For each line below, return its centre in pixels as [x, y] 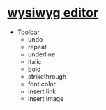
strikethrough [47, 76]
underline [41, 54]
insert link [42, 91]
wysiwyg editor [53, 13]
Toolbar [28, 32]
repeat [37, 47]
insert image [46, 98]
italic [35, 61]
